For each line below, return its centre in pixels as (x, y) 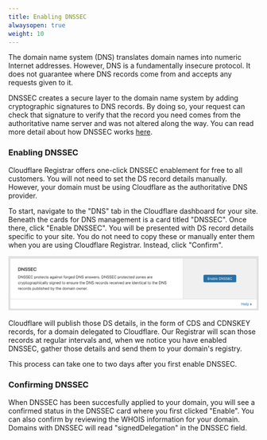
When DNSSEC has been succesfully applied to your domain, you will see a (132, 402)
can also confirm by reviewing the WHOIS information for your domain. (124, 419)
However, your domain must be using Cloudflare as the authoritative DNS (128, 187)
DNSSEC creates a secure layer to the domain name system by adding (123, 98)
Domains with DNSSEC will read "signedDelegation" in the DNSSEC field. (128, 427)
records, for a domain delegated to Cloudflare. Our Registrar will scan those (132, 332)
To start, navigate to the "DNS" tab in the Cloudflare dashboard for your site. (133, 210)
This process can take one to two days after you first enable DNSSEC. (123, 364)
